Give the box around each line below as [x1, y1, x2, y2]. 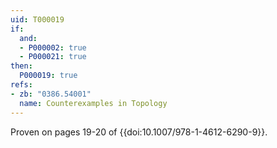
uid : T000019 [10, 14, 65, 25]
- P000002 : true [19, 42, 87, 53]
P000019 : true [19, 71, 78, 81]
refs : [10, 80, 33, 90]
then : [10, 61, 33, 71]
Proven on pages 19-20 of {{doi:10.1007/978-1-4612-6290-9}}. [10, 126, 268, 138]
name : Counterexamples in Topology [19, 98, 168, 108]
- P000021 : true [19, 52, 87, 62]
